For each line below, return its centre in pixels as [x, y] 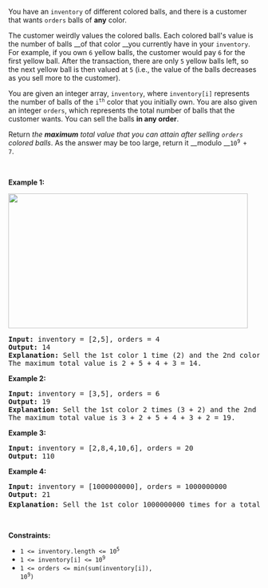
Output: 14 [30, 347]
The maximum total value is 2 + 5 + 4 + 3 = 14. [105, 363]
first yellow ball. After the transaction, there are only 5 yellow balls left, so [128, 61]
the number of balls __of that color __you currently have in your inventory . [129, 44]
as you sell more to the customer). [65, 78]
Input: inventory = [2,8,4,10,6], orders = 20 [101, 448]
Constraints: [30, 535]
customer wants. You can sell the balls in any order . [94, 119]
